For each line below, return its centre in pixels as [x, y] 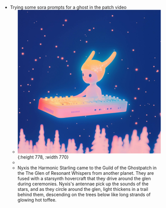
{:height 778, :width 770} [43, 157]
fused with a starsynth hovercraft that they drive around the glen [84, 179]
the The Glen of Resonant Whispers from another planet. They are [86, 173]
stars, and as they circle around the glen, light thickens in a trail [83, 189]
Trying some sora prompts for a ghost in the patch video [68, 7]
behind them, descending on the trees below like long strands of [84, 195]
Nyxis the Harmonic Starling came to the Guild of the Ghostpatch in [87, 168]
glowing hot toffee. [37, 200]
